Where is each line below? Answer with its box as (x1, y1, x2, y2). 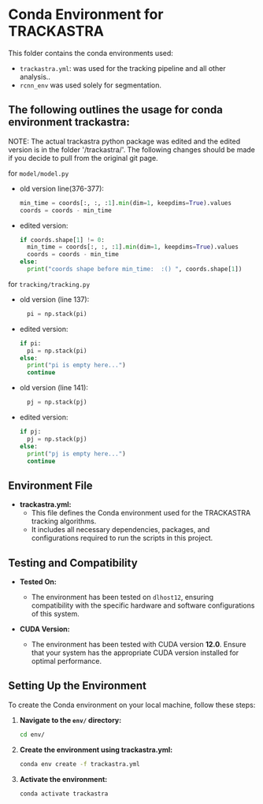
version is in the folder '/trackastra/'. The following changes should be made (8, 144, 256, 154)
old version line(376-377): (19, 184, 105, 193)
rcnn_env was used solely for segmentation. (19, 80, 161, 90)
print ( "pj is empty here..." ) (27, 449, 126, 458)
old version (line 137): (19, 294, 90, 304)
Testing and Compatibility (8, 556, 138, 569)
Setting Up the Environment (8, 679, 147, 693)
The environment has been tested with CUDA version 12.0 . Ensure (31, 640, 246, 649)
